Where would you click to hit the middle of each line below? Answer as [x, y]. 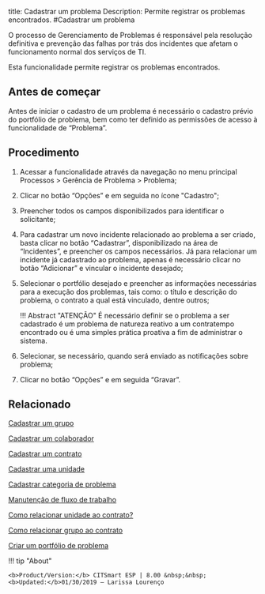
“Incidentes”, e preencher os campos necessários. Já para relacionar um [138, 251]
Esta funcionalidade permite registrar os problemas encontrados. [114, 67]
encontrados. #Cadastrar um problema [72, 20]
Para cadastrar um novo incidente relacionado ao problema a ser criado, [137, 234]
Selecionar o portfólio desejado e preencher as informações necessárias [138, 283]
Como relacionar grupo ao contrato [66, 530]
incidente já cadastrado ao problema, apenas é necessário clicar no [130, 259]
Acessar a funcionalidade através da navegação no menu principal [128, 171]
